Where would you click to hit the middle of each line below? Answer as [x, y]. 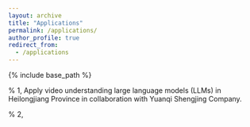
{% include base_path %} [50, 75]
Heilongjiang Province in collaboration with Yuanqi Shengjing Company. [125, 99]
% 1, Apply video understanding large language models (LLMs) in [115, 90]
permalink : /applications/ [53, 30]
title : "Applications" [46, 23]
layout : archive [35, 15]
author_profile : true [44, 38]
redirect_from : [33, 45]
